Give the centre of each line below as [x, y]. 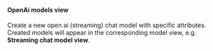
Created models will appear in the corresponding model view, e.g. [102, 33]
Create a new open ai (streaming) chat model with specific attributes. [107, 25]
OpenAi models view [38, 10]
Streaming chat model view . [49, 40]
